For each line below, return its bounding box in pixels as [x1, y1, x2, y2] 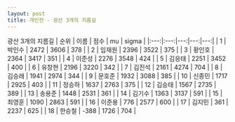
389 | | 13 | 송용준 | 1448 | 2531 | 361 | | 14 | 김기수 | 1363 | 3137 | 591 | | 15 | [7, 89, 223, 98]
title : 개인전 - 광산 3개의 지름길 [7, 17, 97, 24]
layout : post [7, 10, 46, 17]
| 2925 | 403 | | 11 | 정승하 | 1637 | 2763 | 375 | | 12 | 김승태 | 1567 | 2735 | [7, 80, 217, 89]
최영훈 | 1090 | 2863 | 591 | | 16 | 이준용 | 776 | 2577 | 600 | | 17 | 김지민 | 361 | [7, 98, 229, 106]
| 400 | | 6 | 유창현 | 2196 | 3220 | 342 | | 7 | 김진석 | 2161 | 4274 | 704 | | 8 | [7, 63, 223, 71]
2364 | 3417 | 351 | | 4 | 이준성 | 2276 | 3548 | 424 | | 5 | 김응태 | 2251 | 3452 [7, 54, 227, 63]
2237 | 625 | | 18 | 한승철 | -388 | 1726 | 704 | [7, 106, 137, 115]
